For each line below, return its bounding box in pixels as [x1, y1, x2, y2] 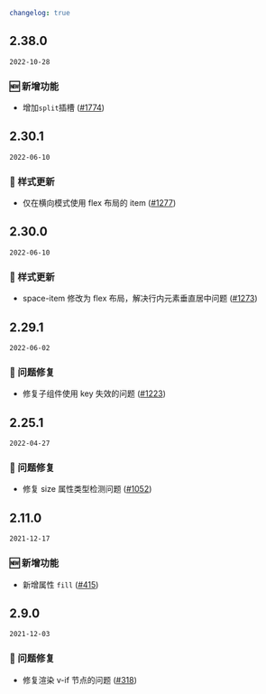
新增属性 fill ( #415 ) [22, 578, 99, 590]
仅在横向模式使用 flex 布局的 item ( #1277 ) [22, 198, 177, 208]
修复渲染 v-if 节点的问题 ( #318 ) [22, 674, 138, 685]
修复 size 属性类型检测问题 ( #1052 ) [22, 484, 152, 495]
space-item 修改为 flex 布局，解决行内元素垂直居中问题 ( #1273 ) [22, 293, 259, 304]
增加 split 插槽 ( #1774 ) [22, 102, 105, 113]
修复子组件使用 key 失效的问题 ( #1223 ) [22, 388, 167, 399]
